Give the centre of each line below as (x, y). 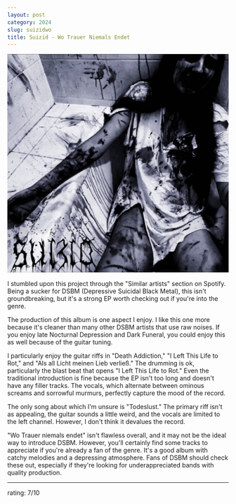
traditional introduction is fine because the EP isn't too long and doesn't (111, 378)
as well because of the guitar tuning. (60, 342)
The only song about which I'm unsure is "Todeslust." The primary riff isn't (115, 406)
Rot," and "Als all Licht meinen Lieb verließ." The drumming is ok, (101, 363)
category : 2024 (29, 22)
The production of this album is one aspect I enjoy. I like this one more (109, 319)
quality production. (34, 472)
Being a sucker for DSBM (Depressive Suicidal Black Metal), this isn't (107, 291)
